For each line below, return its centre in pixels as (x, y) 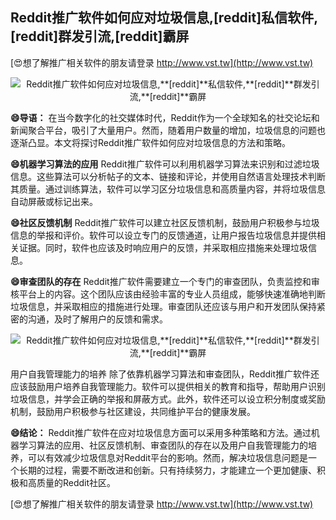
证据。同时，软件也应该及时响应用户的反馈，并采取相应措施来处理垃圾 (163, 247)
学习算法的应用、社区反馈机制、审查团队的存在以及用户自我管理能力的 (163, 445)
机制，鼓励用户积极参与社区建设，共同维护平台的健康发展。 (133, 411)
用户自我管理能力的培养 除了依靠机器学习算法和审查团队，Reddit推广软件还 (165, 374)
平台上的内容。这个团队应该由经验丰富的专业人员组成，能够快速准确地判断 (172, 294)
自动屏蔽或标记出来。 (54, 201)
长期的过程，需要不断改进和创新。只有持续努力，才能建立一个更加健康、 (167, 470)
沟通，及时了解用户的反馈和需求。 (97, 319)
